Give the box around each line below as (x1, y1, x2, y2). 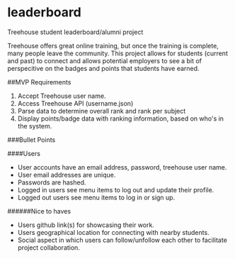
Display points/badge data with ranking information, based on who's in (17, 114, 224, 123)
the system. (17, 121, 52, 130)
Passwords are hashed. (17, 178, 86, 187)
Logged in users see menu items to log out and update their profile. (17, 185, 214, 194)
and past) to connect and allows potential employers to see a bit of (7, 56, 202, 65)
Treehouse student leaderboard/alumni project (7, 28, 144, 36)
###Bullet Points (7, 136, 56, 144)
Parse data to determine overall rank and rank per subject (17, 106, 186, 115)
